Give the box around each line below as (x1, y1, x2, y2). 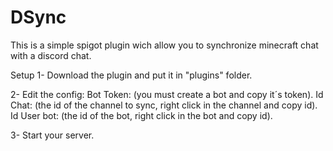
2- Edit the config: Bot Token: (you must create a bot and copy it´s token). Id (10, 88, 324, 100)
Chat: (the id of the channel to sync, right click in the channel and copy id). (10, 99, 318, 111)
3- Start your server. (10, 129, 95, 141)
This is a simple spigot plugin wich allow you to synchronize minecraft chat (10, 39, 319, 51)
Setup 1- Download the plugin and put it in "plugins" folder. (10, 69, 253, 81)
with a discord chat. (10, 49, 92, 61)
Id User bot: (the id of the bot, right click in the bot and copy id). (10, 109, 273, 121)
